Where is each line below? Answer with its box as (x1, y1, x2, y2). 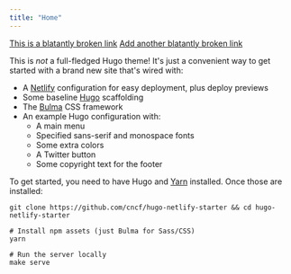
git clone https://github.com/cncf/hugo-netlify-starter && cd (9, 203, 252, 212)
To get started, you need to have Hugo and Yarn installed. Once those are (9, 176, 283, 187)
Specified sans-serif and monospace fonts (35, 129, 196, 140)
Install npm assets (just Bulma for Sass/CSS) (17, 226, 196, 235)
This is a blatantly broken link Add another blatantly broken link (9, 38, 243, 49)
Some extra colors (35, 139, 105, 150)
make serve (9, 258, 50, 267)
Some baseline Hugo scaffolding (22, 92, 144, 102)
